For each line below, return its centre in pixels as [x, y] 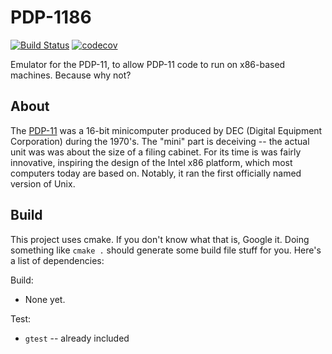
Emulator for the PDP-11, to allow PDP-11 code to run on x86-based [148, 64]
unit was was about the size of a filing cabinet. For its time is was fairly [156, 152]
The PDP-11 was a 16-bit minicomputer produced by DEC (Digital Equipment [166, 130]
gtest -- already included [77, 338]
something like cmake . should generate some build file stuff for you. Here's [166, 250]
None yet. [45, 299]
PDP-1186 [51, 17]
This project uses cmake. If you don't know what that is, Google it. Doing [160, 239]
